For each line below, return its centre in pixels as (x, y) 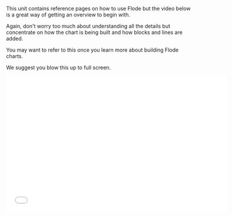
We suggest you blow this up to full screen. (59, 67)
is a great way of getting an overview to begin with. (68, 15)
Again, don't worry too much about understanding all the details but (88, 26)
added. (15, 38)
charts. (15, 56)
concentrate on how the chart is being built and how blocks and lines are (94, 32)
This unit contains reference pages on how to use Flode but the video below (99, 9)
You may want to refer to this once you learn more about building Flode (92, 50)
